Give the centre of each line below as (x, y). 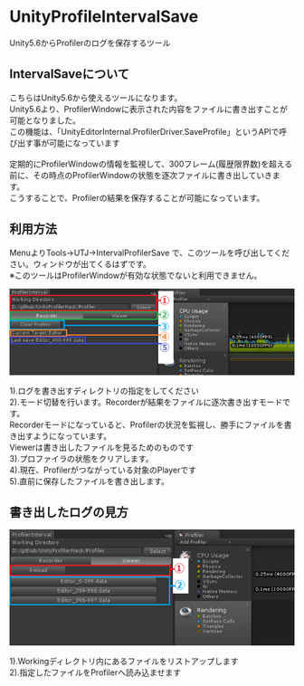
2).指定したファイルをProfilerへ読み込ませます (95, 672)
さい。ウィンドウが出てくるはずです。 (80, 263)
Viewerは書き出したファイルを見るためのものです (102, 447)
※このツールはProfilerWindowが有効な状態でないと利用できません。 (136, 275)
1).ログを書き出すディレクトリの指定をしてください (104, 390)
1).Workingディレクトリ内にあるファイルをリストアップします (124, 661)
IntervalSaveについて (69, 74)
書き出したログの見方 (69, 512)
